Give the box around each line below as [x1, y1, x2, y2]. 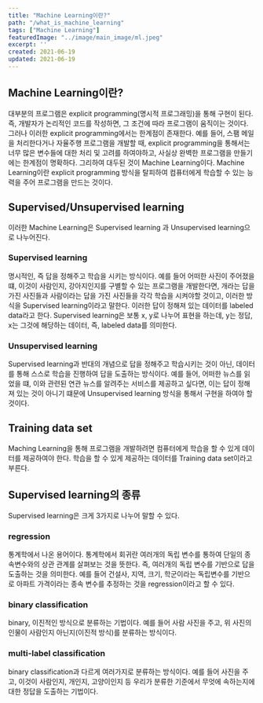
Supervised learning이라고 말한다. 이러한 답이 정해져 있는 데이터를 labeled [22, 300, 254, 310]
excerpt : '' [8, 41, 47, 49]
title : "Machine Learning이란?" [8, 11, 111, 20]
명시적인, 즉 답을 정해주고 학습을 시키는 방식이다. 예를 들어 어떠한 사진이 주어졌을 [8, 271, 255, 280]
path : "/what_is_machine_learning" [8, 19, 125, 27]
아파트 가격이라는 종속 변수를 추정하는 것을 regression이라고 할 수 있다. [16, 579, 235, 589]
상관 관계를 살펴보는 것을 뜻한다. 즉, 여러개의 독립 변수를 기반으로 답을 [42, 559, 255, 569]
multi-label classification [8, 648, 106, 659]
